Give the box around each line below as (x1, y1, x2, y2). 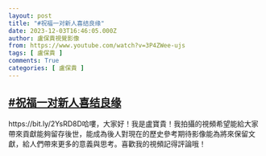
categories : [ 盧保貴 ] (8, 64, 85, 72)
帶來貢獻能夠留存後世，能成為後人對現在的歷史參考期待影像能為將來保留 (8, 129, 248, 138)
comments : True (8, 57, 60, 65)
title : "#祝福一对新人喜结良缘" (8, 19, 105, 27)
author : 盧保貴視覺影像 (8, 34, 80, 43)
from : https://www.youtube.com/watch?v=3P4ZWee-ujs (8, 42, 185, 50)
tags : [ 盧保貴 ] (8, 49, 63, 57)
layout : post (8, 11, 52, 20)
